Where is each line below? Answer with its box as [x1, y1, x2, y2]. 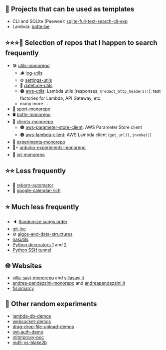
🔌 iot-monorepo [12, 152, 45, 158]
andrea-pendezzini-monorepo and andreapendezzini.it [12, 280, 126, 286]
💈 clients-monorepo [12, 118, 53, 125]
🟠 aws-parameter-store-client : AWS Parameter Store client [19, 124, 142, 130]
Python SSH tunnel [12, 247, 51, 253]
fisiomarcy [12, 285, 34, 292]
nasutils [12, 236, 29, 242]
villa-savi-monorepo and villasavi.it [12, 275, 85, 281]
